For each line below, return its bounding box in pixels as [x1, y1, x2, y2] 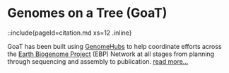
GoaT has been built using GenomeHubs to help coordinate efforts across [7, 42, 222, 50]
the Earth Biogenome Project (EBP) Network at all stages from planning [7, 50, 214, 58]
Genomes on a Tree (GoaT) [7, 5, 168, 21]
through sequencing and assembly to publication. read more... [7, 57, 189, 65]
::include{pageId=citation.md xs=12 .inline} [7, 28, 132, 37]
